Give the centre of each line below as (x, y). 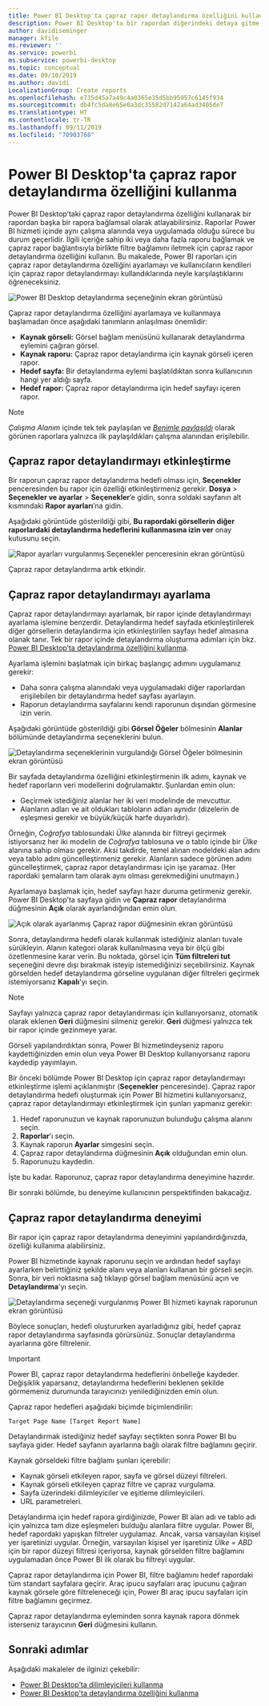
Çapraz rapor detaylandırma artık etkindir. (77, 569)
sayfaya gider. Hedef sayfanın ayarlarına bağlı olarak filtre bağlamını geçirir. (133, 1445)
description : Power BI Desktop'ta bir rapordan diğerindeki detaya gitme (134, 23)
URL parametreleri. (51, 1501)
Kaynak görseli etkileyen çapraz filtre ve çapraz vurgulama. (118, 1484)
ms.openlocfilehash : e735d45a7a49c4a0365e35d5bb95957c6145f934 (116, 98)
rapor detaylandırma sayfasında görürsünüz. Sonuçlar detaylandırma (122, 1335)
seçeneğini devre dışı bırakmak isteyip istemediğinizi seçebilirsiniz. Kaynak (132, 965)
